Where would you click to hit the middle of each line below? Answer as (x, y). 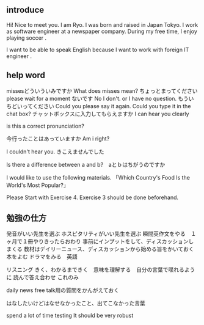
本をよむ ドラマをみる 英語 (42, 257)
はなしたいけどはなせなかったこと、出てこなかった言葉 (76, 303)
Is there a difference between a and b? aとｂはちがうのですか (86, 164)
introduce (25, 10)
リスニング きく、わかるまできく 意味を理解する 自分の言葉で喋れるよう (101, 270)
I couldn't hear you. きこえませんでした (56, 152)
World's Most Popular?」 (38, 185)
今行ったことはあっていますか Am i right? (58, 138)
